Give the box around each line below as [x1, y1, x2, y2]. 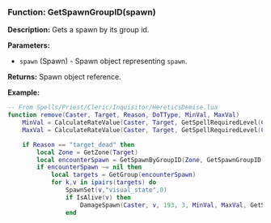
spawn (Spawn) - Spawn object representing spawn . [19, 56, 188, 66]
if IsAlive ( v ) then [65, 193, 131, 201]
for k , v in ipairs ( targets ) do [50, 178, 157, 187]
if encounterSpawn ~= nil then [36, 163, 142, 172]
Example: [7, 88, 40, 97]
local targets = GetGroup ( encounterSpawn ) [50, 171, 197, 179]
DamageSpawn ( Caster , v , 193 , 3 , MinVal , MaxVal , [79, 201, 248, 209]
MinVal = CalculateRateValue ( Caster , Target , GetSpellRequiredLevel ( [22, 118, 262, 127]
